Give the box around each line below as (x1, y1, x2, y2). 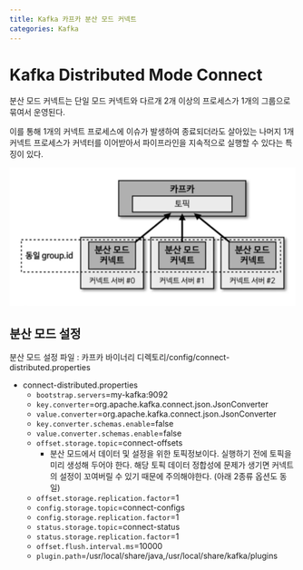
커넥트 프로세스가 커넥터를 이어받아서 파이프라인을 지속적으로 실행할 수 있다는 (9, 137, 284, 149)
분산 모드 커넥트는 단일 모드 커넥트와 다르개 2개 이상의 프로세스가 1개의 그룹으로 (9, 95, 291, 106)
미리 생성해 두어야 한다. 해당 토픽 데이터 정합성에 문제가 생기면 (49, 459, 270, 471)
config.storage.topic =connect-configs (35, 502, 186, 513)
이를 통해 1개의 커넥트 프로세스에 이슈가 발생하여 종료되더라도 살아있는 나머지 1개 (9, 126, 295, 137)
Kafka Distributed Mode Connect (9, 64, 263, 85)
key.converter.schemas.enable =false (35, 418, 174, 429)
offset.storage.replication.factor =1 (35, 493, 180, 504)
